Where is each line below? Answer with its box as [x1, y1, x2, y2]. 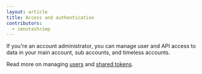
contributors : [6, 20, 43, 26]
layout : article [6, 8, 48, 15]
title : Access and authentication [6, 15, 95, 21]
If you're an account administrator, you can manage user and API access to [6, 42, 196, 50]
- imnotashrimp [12, 25, 51, 32]
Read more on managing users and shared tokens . [6, 61, 133, 68]
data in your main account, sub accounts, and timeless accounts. [6, 49, 170, 56]
